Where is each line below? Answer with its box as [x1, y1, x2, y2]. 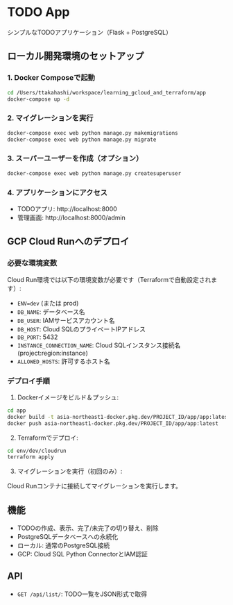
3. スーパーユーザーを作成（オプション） [7, 154, 144, 163]
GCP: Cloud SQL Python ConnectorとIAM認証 [17, 550, 148, 558]
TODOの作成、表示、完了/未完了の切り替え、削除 [17, 524, 159, 532]
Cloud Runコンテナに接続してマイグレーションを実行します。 [7, 482, 182, 490]
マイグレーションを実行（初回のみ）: [17, 467, 123, 476]
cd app [7, 407, 26, 414]
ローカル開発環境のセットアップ [7, 50, 144, 63]
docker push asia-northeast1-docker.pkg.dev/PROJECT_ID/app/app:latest [7, 420, 218, 427]
